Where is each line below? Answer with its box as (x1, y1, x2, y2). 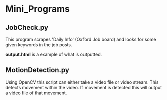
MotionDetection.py (5, 66, 69, 74)
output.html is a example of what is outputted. (5, 51, 102, 57)
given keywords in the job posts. (5, 42, 72, 48)
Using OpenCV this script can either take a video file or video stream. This (5, 79, 159, 85)
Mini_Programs (5, 3, 70, 15)
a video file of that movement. (5, 90, 67, 96)
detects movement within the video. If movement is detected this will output (5, 84, 162, 90)
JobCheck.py (5, 23, 49, 32)
